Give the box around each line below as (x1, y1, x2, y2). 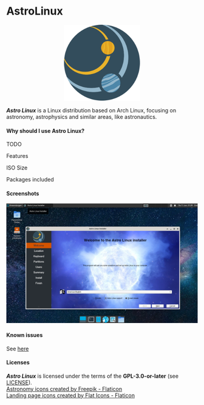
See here (6, 345, 29, 352)
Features (6, 152, 29, 160)
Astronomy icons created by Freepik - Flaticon (6, 385, 123, 392)
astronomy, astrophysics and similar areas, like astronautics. (6, 113, 157, 120)
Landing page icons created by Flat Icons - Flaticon (6, 392, 135, 399)
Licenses (6, 359, 30, 366)
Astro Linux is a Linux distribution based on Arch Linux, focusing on (6, 106, 177, 114)
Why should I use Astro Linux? (6, 127, 85, 134)
